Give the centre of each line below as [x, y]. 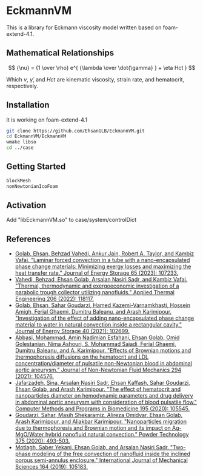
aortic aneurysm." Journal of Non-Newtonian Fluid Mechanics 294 [98, 370]
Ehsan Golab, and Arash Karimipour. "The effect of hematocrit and [98, 389]
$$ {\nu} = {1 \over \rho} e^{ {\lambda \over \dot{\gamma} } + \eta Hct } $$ [102, 67]
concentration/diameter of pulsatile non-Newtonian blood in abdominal [104, 364]
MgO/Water [29, 435]
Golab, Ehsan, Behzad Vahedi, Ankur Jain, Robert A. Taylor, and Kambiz [105, 254]
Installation [28, 105]
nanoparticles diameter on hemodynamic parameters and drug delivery [104, 396]
